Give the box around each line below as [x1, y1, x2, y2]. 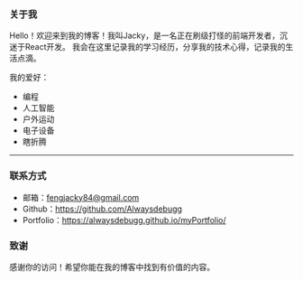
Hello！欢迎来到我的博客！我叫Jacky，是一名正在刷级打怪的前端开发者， [9, 30, 280, 42]
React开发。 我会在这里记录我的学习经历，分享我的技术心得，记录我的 [24, 42, 286, 52]
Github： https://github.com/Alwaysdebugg [22, 203, 183, 214]
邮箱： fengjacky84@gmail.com [22, 192, 140, 202]
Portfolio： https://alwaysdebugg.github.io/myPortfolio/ [22, 214, 226, 225]
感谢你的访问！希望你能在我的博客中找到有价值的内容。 [9, 261, 215, 272]
